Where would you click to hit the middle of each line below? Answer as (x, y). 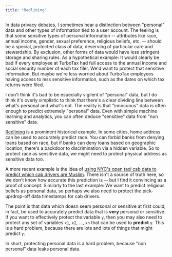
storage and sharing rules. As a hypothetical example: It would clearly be (82, 57)
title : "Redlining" (26, 10)
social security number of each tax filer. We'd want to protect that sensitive (85, 68)
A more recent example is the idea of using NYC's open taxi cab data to (81, 169)
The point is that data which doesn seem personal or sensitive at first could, (85, 206)
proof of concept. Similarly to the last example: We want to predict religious (85, 185)
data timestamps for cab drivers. (66, 196)
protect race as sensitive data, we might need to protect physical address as (86, 153)
